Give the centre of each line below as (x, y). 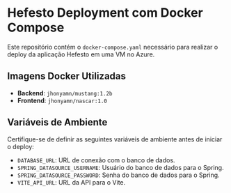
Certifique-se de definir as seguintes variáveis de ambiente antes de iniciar (115, 139)
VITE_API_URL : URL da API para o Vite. (71, 182)
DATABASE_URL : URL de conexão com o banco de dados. (96, 160)
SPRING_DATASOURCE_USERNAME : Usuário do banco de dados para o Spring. (120, 167)
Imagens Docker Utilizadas (67, 76)
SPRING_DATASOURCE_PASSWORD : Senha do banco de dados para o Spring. (119, 175)
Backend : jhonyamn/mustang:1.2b (65, 93)
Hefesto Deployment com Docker (105, 13)
